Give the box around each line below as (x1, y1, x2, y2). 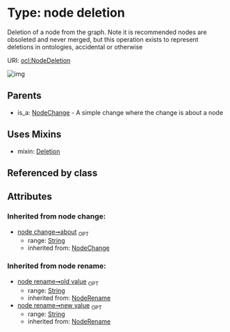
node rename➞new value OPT (17, 301, 102, 311)
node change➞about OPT (17, 228, 89, 237)
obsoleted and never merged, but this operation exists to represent (7, 35, 199, 43)
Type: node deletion (7, 5, 125, 21)
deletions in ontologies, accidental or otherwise (7, 42, 143, 51)
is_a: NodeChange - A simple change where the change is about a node (17, 108, 224, 116)
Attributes (7, 191, 52, 203)
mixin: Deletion (17, 147, 60, 155)
